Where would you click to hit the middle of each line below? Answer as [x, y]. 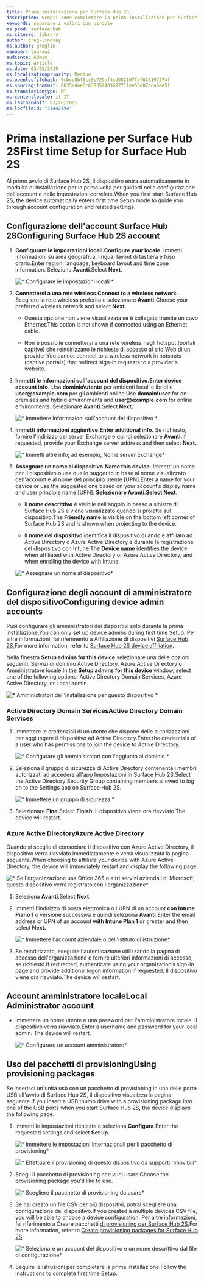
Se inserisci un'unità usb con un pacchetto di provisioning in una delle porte [101, 1089]
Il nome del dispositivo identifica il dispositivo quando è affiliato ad [108, 535]
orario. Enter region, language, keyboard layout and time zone [92, 263]
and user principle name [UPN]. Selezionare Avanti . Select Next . [96, 493]
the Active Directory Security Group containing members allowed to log [105, 781]
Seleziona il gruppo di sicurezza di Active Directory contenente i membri [106, 768]
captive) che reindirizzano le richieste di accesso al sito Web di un [107, 349]
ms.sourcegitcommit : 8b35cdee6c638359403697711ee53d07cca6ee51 [88, 86]
